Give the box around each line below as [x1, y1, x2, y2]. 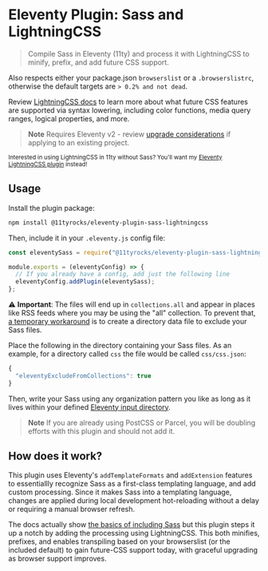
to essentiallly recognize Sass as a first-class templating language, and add [8, 479, 257, 489]
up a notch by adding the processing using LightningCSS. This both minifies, [8, 529, 260, 538]
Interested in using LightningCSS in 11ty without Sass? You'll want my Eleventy [8, 153, 223, 161]
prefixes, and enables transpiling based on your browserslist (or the [8, 537, 231, 546]
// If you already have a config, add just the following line [15, 270, 230, 279]
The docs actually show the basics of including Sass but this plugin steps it [8, 520, 255, 529]
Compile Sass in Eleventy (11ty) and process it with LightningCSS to [27, 49, 250, 58]
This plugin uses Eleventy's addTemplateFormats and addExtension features [8, 470, 253, 480]
